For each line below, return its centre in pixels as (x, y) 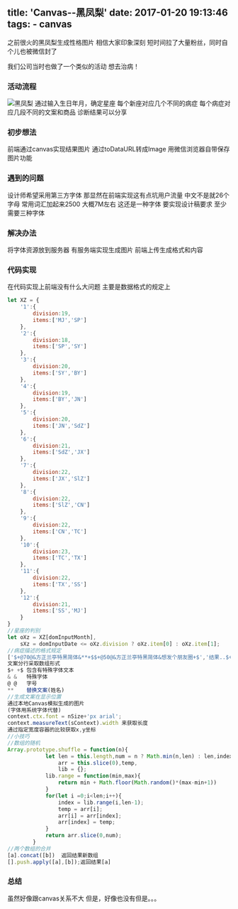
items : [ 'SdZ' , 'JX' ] (62, 452)
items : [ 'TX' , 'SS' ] (60, 584)
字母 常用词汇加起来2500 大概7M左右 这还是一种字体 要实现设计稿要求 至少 (117, 204)
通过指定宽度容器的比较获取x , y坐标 (52, 730)
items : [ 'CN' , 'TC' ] (60, 532)
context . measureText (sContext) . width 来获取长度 (78, 724)
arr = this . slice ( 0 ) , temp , (98, 763)
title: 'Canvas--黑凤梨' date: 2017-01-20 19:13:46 (118, 13)
